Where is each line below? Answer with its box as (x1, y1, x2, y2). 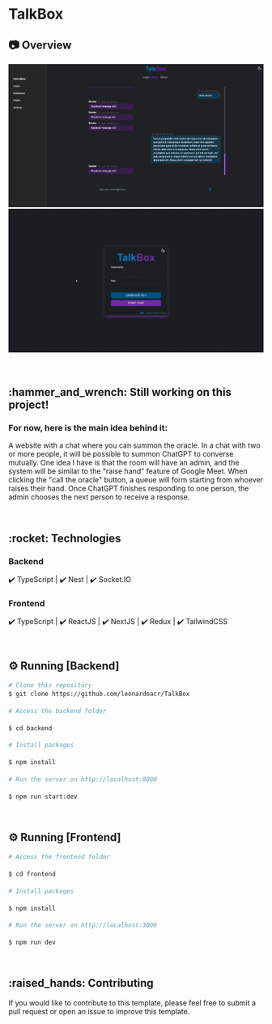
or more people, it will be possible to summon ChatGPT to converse (8, 449, 234, 459)
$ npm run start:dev (8, 792, 79, 801)
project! (8, 398, 49, 412)
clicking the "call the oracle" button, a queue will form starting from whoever (8, 475, 264, 485)
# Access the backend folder (8, 707, 107, 715)
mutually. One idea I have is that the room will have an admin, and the (8, 458, 240, 468)
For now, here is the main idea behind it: (8, 423, 168, 434)
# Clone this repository (8, 682, 92, 690)
